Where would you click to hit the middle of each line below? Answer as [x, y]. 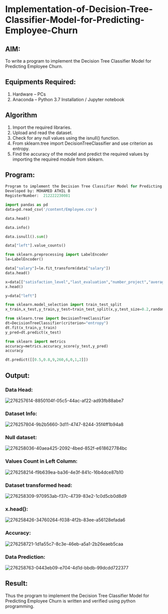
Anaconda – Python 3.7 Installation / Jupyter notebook [68, 99]
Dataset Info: [21, 413]
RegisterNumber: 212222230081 [38, 196]
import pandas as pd [27, 205]
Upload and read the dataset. [42, 132]
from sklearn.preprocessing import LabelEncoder [57, 255]
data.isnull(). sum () [27, 236]
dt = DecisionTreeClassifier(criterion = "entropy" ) [57, 323]
